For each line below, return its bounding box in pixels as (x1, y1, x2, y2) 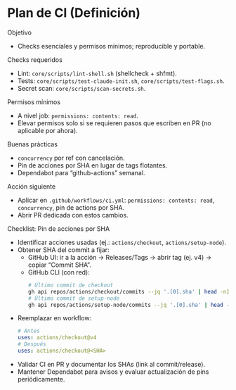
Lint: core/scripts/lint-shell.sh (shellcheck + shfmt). (17, 69, 177, 77)
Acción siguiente (7, 182, 56, 191)
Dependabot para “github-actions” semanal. (17, 168, 145, 177)
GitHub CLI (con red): (27, 268, 90, 276)
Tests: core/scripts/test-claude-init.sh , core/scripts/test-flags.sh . (17, 76, 225, 85)
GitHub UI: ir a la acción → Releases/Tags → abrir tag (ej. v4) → (27, 253, 212, 261)
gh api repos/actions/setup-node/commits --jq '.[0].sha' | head (27, 301, 223, 308)
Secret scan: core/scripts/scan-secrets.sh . (17, 84, 146, 92)
